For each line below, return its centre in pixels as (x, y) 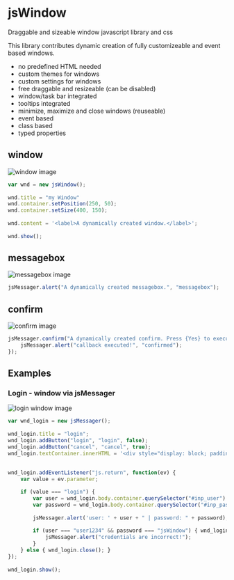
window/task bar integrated (57, 96)
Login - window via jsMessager (61, 393)
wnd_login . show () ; (34, 570)
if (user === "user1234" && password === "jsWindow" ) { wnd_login (131, 531)
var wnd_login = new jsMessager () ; (59, 421)
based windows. (31, 53)
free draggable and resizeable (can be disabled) (87, 88)
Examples (30, 374)
